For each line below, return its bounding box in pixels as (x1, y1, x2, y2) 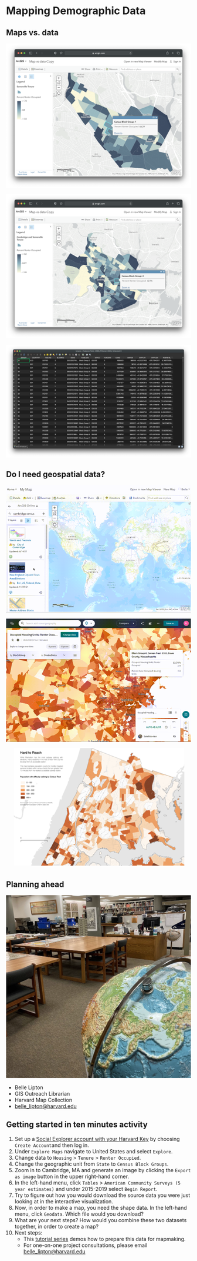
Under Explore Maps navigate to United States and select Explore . (14, 1147, 173, 1154)
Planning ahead (6, 880, 64, 890)
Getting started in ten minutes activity (6, 1120, 148, 1130)
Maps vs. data (6, 28, 59, 38)
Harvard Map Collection (14, 1096, 72, 1104)
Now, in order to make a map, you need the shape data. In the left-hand (14, 1204, 187, 1211)
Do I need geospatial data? (6, 469, 106, 479)
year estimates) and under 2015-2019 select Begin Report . (14, 1185, 158, 1192)
